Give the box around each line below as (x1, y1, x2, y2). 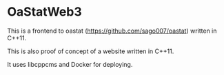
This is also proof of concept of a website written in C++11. (7, 47, 174, 55)
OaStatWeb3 (7, 4, 83, 20)
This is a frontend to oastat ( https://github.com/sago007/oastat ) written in (7, 27, 217, 35)
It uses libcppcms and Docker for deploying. (7, 60, 133, 68)
